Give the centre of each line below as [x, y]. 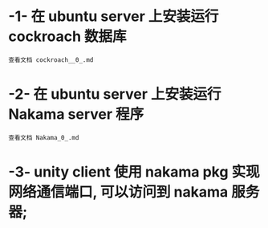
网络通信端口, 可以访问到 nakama [118, 192]
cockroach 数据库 [67, 37]
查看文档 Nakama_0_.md [44, 137]
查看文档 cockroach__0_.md [51, 60]
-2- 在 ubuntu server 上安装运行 [115, 94]
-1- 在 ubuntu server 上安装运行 [114, 16]
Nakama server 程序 [76, 114]
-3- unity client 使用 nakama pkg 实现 [134, 172]
